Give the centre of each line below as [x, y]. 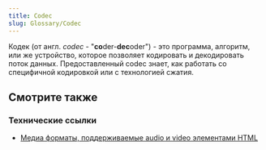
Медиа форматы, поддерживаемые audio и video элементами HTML [139, 138]
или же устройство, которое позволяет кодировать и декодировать [127, 55]
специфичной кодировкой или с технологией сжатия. [101, 72]
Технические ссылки [53, 120]
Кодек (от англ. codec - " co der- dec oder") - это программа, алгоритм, [129, 46]
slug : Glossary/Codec [45, 23]
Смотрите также [53, 97]
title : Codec [30, 16]
